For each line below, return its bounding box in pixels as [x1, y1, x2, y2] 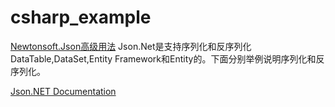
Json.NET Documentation [10, 85, 117, 97]
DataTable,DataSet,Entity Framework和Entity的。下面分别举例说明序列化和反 [10, 52, 325, 65]
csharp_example [10, 6, 152, 29]
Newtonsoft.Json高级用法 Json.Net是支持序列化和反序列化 [10, 40, 252, 52]
